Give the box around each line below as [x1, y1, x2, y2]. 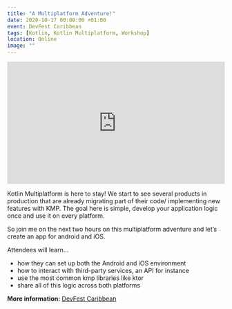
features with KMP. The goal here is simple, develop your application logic [7, 205, 218, 213]
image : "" [7, 42, 36, 49]
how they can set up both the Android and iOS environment [17, 259, 186, 268]
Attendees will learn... [7, 246, 69, 254]
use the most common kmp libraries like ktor [17, 274, 144, 282]
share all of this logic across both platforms [17, 281, 140, 290]
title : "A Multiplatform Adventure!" [7, 10, 116, 17]
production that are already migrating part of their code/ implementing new [7, 197, 221, 205]
